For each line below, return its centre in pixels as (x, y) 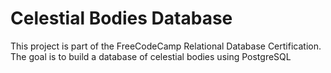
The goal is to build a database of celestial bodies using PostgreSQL (151, 56)
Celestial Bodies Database (121, 18)
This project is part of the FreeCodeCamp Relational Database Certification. (166, 46)
